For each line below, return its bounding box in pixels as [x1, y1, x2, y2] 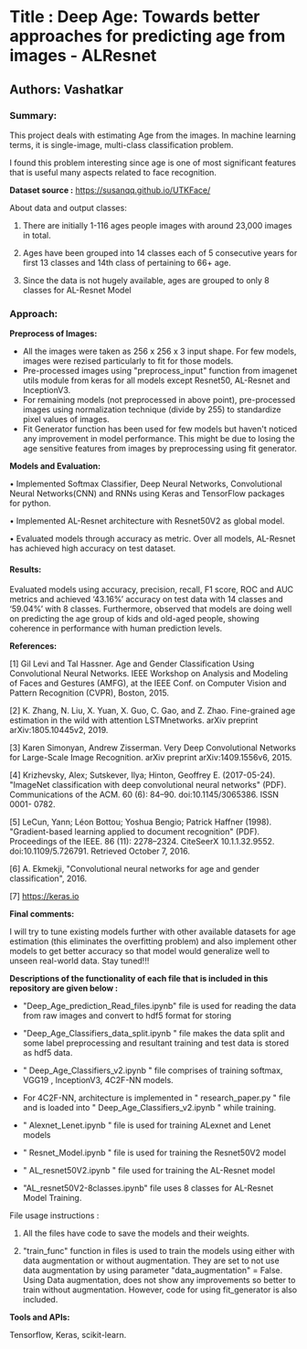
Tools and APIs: [9, 1312, 70, 1322]
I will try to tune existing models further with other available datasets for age [9, 926, 297, 938]
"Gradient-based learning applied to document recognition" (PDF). [9, 826, 260, 837]
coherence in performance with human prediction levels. [9, 623, 223, 634]
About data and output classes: [9, 202, 128, 213]
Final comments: [9, 908, 75, 919]
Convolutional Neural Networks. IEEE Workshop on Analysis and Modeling [9, 668, 289, 679]
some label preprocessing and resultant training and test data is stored [22, 1037, 290, 1048]
